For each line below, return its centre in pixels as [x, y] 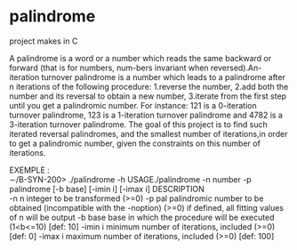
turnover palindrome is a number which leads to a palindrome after [164, 77]
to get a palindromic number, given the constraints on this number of [135, 143]
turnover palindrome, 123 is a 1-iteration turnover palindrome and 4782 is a [146, 115]
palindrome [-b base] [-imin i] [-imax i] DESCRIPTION [107, 189]
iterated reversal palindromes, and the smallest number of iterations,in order [148, 133]
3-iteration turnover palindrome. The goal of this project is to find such [139, 124]
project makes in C [44, 41]
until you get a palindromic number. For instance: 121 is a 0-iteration [133, 105]
